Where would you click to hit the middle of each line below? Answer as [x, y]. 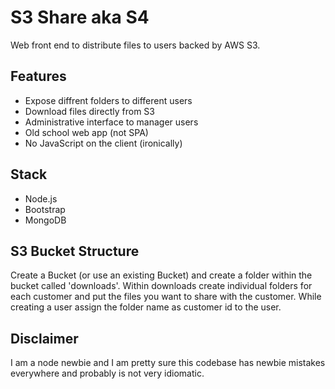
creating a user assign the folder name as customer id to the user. [146, 307]
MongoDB [45, 220]
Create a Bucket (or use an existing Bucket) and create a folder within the [161, 275]
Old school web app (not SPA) [86, 132]
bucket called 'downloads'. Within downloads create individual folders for [161, 286]
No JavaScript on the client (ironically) [103, 143]
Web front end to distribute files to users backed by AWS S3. [135, 45]
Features [38, 76]
